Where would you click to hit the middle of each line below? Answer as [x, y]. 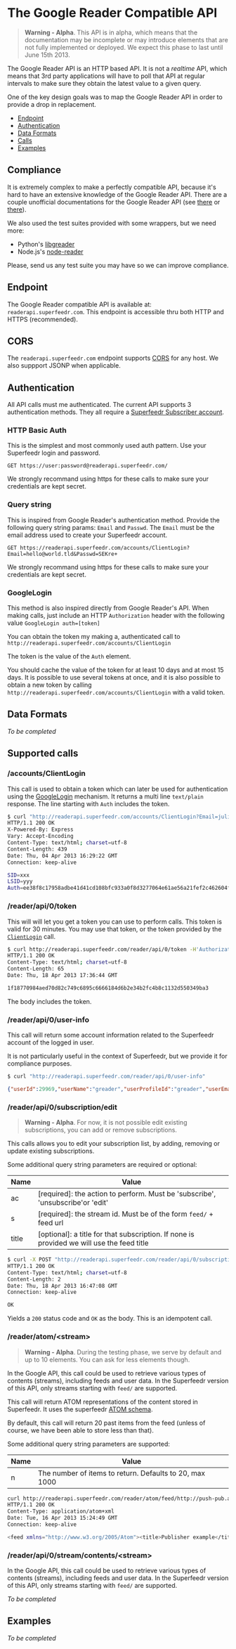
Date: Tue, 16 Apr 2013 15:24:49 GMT [63, 1518]
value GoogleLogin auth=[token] [54, 623]
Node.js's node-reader [50, 252]
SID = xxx [19, 875]
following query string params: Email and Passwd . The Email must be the [111, 527]
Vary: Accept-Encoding [40, 836]
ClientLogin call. [32, 936]
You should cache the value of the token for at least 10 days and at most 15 [116, 670]
